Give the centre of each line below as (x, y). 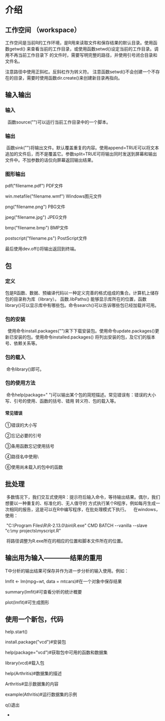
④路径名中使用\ (22, 457)
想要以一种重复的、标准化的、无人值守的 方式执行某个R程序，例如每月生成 (81, 503)
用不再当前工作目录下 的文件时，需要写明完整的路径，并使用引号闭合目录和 (81, 55)
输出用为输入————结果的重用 (54, 558)
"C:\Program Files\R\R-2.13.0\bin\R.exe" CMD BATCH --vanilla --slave (77, 525)
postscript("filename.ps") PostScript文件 (46, 238)
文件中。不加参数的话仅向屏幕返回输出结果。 (50, 160)
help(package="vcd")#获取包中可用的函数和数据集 (56, 652)
